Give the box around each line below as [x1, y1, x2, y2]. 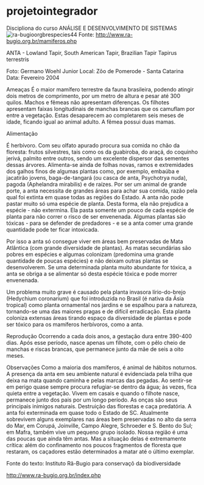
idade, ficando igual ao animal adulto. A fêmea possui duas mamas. [6, 118, 175, 126]
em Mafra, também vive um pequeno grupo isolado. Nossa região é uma [6, 428, 188, 436]
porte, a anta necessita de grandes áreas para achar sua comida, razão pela [6, 187, 198, 194]
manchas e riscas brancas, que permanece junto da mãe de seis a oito [6, 345, 184, 353]
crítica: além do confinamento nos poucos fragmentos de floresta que [6, 441, 182, 448]
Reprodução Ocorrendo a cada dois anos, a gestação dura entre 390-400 [6, 332, 192, 339]
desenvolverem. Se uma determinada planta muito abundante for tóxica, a [6, 263, 192, 271]
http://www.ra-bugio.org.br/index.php [6, 471, 101, 479]
